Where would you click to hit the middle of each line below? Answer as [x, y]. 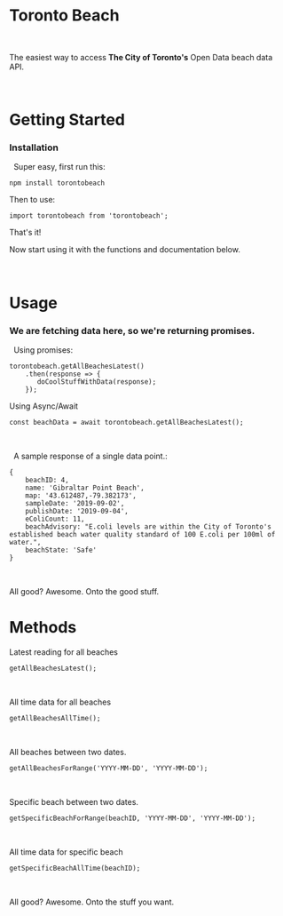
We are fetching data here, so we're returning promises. [132, 331]
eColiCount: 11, [55, 519]
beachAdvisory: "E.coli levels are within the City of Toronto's [149, 526]
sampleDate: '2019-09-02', [75, 503]
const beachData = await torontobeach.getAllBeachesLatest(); [126, 422]
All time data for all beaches [60, 702]
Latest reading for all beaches [63, 652]
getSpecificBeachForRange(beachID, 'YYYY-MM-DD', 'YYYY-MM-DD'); [132, 818]
